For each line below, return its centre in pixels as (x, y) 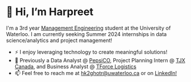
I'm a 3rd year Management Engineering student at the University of (88, 28)
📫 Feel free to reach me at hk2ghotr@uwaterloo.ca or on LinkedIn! (96, 73)
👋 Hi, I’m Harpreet (50, 12)
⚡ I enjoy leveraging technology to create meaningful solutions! (91, 52)
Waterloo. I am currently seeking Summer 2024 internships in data (86, 34)
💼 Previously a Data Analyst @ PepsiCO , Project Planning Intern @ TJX (100, 60)
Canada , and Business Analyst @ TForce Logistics (76, 66)
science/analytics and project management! (59, 40)
